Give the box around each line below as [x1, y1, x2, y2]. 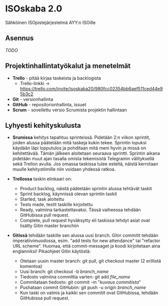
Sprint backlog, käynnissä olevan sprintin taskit [19, 191, 117, 197]
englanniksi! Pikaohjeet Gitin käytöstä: [12, 248, 91, 255]
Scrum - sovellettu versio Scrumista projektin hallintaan [12, 107, 127, 113]
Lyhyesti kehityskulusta [5, 121, 81, 130]
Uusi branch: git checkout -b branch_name [19, 269, 109, 275]
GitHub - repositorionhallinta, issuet [12, 101, 86, 107]
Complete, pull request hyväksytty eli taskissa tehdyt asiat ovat [19, 218, 150, 224]
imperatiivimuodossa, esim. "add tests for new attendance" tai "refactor [12, 238, 160, 244]
